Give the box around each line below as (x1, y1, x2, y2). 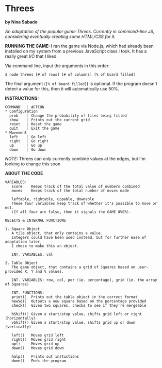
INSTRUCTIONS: (5, 95, 39, 101)
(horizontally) (5, 315, 36, 321)
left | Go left (9, 134, 47, 139)
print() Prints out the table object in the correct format (11, 295, 138, 299)
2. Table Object (5, 261, 38, 265)
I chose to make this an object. (11, 244, 79, 248)
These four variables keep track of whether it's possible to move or (11, 201, 158, 206)
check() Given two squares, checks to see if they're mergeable (11, 303, 146, 308)
